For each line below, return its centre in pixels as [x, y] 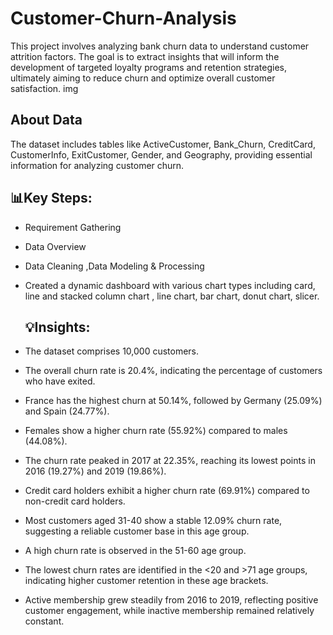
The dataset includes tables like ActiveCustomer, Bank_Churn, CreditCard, [163, 144]
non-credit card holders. [75, 501]
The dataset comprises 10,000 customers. [112, 351]
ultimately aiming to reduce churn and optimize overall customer [143, 78]
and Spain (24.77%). [67, 411]
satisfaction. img [44, 88]
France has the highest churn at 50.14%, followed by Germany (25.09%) [173, 401]
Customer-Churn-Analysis [123, 18]
